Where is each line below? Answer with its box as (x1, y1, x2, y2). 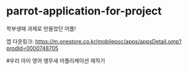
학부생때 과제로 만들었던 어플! (6, 25, 76, 32)
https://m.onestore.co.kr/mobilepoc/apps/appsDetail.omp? (35, 37, 182, 45)
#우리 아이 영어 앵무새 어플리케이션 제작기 (6, 57, 106, 64)
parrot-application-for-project (6, 4, 162, 18)
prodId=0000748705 (6, 44, 59, 52)
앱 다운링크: (6, 37, 35, 45)
